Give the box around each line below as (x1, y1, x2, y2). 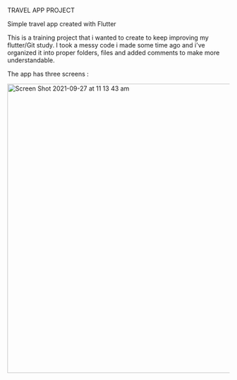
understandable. (7, 56, 55, 64)
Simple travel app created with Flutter (7, 20, 116, 28)
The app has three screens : (7, 70, 90, 78)
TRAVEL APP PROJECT (7, 6, 75, 14)
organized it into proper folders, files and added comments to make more (7, 49, 220, 57)
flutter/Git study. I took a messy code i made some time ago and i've (7, 41, 206, 49)
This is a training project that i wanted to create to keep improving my (7, 33, 209, 42)
